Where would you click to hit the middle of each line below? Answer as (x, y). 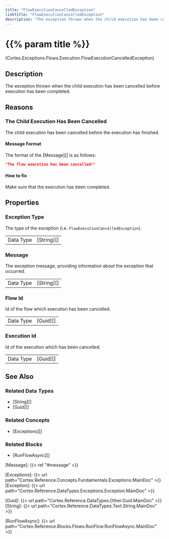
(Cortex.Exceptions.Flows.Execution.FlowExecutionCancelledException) (80, 58)
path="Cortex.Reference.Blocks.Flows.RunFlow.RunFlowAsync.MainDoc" (81, 526)
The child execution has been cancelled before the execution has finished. (82, 132)
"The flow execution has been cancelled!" (50, 165)
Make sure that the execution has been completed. (58, 187)
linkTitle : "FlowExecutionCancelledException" (55, 15)
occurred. (15, 271)
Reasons (19, 107)
